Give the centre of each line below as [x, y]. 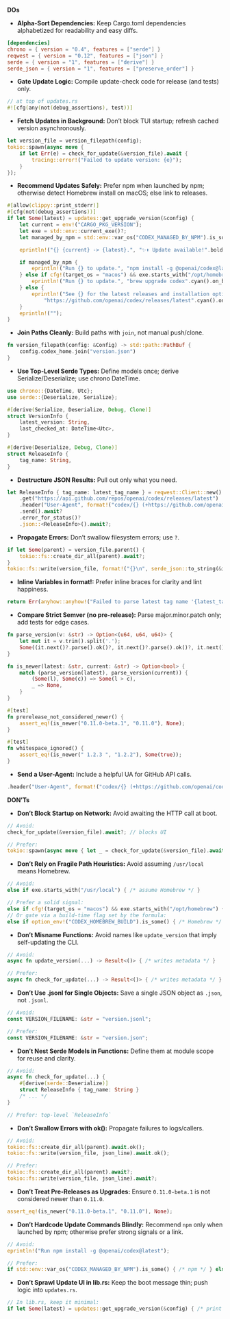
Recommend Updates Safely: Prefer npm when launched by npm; [111, 186]
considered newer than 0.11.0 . [61, 1198]
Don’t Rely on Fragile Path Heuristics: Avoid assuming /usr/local [110, 864]
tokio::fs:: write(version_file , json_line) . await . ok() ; [88, 1153]
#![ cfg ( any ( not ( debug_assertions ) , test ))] [70, 108]
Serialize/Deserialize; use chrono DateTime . [78, 378]
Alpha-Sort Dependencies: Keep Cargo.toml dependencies [101, 23]
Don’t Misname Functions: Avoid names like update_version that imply [117, 934]
